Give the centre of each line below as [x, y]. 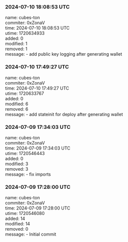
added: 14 [15, 219]
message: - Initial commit [31, 234]
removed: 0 [17, 229]
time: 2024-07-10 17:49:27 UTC [37, 88]
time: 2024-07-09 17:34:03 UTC [38, 148]
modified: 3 [17, 164]
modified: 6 [17, 104]
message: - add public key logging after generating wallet [64, 54]
